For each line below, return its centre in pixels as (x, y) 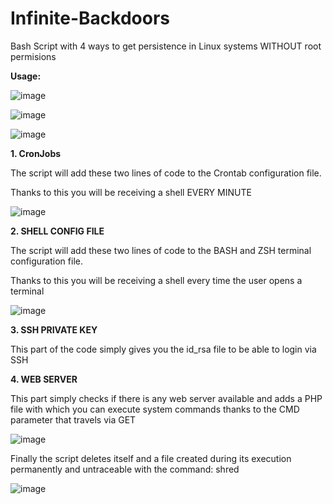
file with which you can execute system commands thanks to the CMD (155, 409)
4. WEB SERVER (44, 379)
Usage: (26, 76)
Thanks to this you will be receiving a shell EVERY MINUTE (131, 192)
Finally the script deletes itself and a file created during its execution (151, 458)
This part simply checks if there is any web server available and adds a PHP (166, 398)
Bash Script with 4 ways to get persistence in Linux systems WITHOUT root (166, 46)
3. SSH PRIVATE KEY (54, 329)
